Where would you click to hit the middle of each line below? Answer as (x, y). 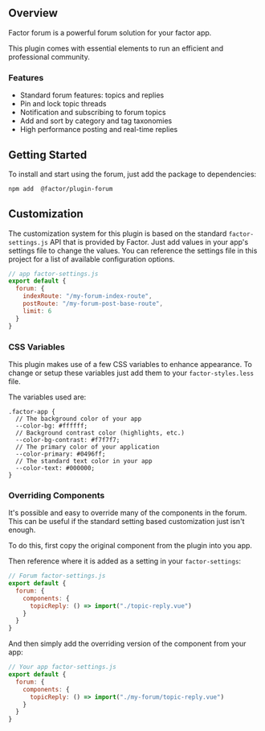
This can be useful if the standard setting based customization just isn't (126, 522)
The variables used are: (47, 397)
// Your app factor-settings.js (62, 667)
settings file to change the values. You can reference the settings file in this (133, 250)
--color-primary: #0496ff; (61, 454)
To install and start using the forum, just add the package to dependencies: (132, 174)
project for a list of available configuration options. (92, 259)
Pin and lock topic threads (63, 104)
